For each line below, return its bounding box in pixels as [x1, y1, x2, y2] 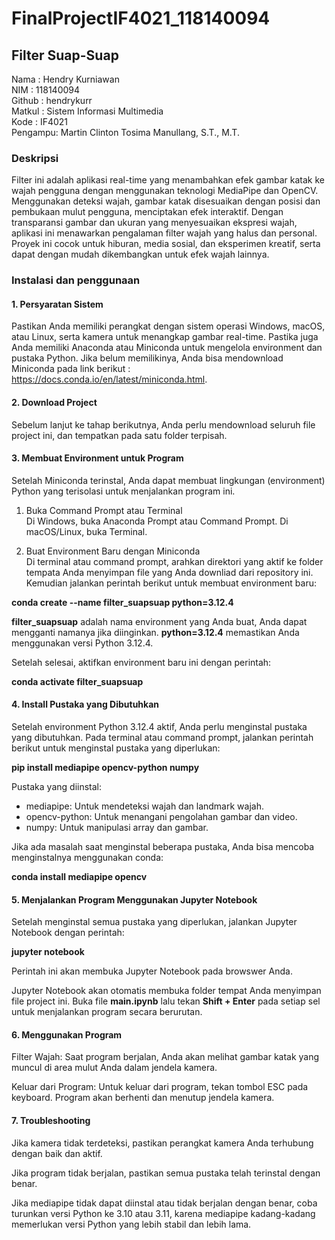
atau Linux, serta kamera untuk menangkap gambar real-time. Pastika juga [11, 331, 319, 343]
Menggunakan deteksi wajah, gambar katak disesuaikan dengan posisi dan [11, 195, 321, 207]
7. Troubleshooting [11, 1115, 91, 1127]
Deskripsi [11, 151, 59, 165]
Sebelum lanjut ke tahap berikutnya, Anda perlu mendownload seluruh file [11, 418, 316, 431]
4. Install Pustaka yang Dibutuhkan [11, 698, 160, 711]
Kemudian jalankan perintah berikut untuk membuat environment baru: [25, 577, 317, 589]
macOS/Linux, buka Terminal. [25, 525, 148, 537]
